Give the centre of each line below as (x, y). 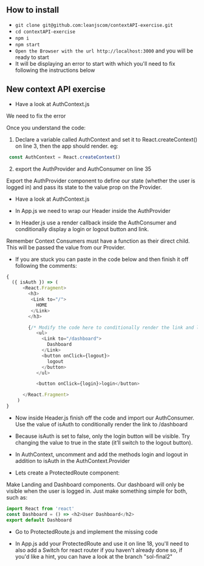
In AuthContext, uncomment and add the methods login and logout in (101, 454)
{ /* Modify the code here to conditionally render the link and (111, 328)
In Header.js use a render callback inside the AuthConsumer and (96, 223)
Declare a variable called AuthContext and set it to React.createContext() (106, 139)
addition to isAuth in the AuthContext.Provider (73, 460)
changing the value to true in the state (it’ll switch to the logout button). (104, 442)
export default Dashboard (39, 520)
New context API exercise (56, 89)
